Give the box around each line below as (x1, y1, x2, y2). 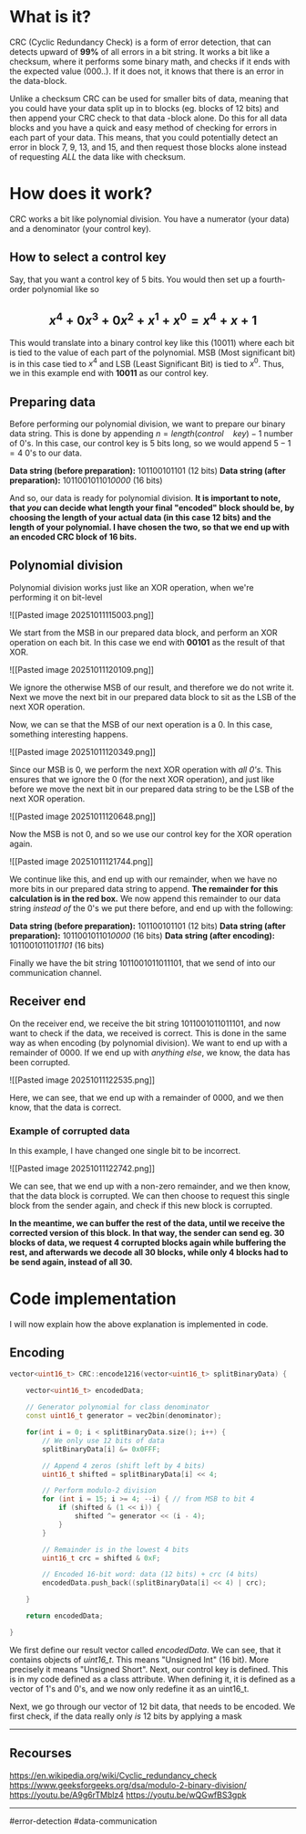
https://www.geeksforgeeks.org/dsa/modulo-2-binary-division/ (9, 1779, 248, 1790)
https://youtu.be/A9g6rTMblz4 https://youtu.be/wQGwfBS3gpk (9, 1789, 247, 1800)
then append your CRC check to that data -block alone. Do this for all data (9, 112, 288, 123)
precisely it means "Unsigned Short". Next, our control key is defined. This (9, 1663, 289, 1674)
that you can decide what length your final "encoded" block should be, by (9, 502, 295, 513)
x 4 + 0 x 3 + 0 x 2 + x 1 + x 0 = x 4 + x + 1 (48, 310, 258, 329)
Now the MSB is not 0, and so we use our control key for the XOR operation (9, 828, 292, 839)
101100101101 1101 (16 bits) (9, 939, 105, 950)
